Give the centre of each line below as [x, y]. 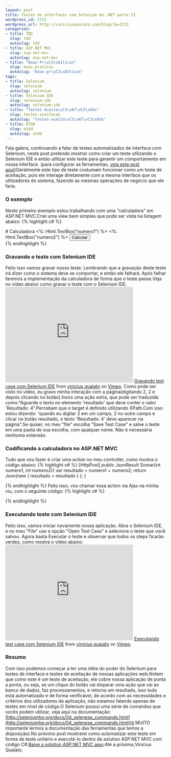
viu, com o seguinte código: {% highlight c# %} [55, 491]
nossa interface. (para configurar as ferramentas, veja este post [72, 165]
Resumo [16, 657]
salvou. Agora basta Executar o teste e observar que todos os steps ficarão [85, 536]
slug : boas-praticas [32, 67]
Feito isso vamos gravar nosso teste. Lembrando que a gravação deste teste [86, 268]
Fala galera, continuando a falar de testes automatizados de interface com [83, 148]
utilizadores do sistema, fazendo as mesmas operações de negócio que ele [85, 181]
